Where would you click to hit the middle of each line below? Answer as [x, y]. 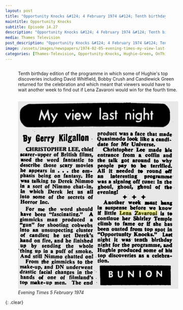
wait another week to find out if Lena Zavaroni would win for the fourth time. [98, 90]
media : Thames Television [33, 38]
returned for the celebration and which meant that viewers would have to [94, 84]
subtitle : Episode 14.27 [32, 27]
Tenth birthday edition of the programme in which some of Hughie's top [93, 73]
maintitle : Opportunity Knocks [38, 21]
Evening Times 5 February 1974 [51, 293]
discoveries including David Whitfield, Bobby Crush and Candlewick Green [96, 79]
